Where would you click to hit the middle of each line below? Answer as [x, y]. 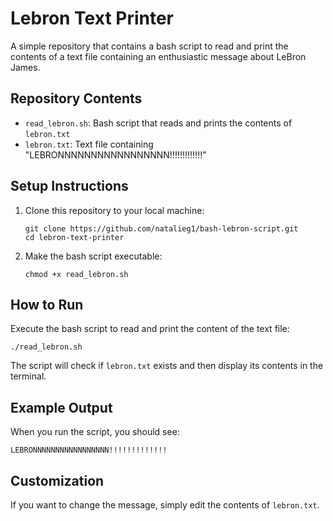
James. [25, 67]
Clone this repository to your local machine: [114, 210]
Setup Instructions [69, 186]
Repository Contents [76, 98]
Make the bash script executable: [93, 256]
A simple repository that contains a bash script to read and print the [149, 46]
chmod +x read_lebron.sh [76, 274]
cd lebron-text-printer [74, 237]
